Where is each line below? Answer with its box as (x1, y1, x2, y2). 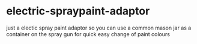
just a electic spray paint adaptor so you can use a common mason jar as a (6, 24, 192, 31)
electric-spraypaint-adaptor (6, 4, 150, 18)
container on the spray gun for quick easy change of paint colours (6, 30, 170, 37)
